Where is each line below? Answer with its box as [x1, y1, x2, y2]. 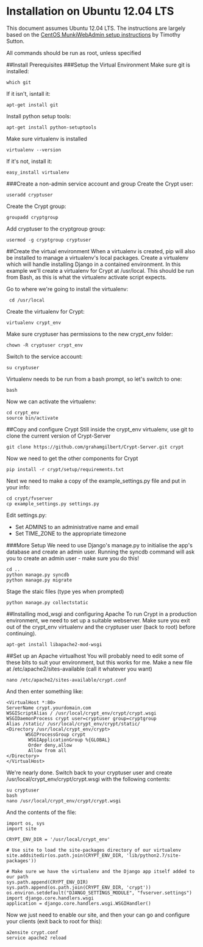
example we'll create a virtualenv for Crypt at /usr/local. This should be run [6, 267, 194, 274]
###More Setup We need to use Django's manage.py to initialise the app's [6, 541, 193, 549]
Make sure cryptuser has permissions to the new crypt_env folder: [6, 330, 173, 337]
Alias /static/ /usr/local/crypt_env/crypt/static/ [6, 721, 140, 727]
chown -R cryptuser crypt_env [6, 342, 84, 348]
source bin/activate [6, 415, 59, 421]
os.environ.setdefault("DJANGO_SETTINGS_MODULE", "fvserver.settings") [6, 890, 192, 896]
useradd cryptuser [6, 192, 53, 198]
